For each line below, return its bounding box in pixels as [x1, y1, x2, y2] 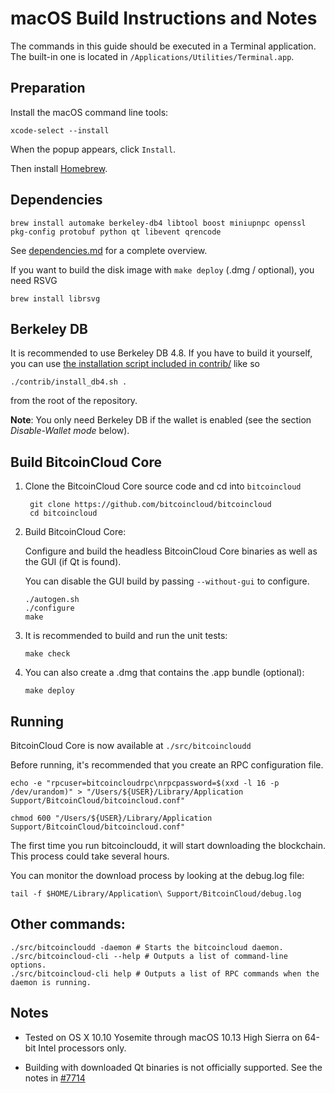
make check [24, 649, 71, 659]
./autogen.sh [24, 595, 80, 605]
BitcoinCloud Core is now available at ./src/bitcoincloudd [10, 740, 252, 751]
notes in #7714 [24, 1072, 86, 1084]
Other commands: [10, 916, 126, 933]
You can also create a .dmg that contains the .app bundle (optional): [24, 667, 305, 679]
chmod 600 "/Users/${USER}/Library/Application [10, 813, 213, 823]
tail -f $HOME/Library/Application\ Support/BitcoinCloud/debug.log [10, 889, 302, 899]
